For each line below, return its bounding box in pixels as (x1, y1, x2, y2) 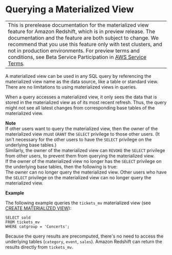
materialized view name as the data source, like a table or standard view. (5, 78, 159, 84)
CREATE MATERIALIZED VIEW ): (5, 205, 72, 211)
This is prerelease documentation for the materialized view (8, 22, 149, 29)
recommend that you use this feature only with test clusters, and (8, 40, 163, 48)
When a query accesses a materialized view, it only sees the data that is (5, 94, 157, 100)
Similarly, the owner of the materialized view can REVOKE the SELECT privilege (5, 147, 165, 153)
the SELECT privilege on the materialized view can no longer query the (5, 174, 152, 180)
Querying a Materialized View (5, 4, 134, 15)
